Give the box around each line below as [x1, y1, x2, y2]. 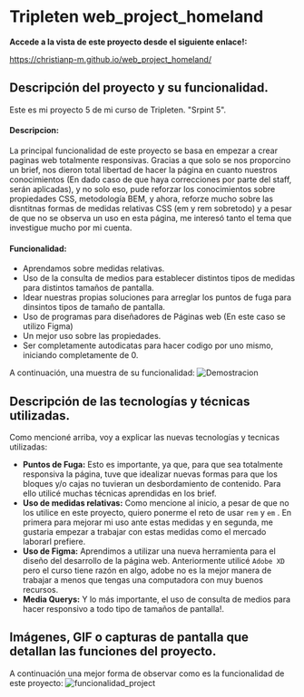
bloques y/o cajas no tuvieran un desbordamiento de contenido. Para [22, 478, 281, 489]
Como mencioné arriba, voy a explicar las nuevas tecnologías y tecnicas [9, 431, 279, 442]
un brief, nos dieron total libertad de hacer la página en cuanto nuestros [9, 164, 278, 175]
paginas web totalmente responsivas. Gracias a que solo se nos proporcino [9, 154, 291, 165]
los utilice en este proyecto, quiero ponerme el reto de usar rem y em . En [22, 507, 292, 518]
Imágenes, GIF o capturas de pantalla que [9, 630, 250, 645]
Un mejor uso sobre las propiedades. [22, 331, 162, 342]
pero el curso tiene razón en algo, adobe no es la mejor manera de [22, 565, 272, 576]
